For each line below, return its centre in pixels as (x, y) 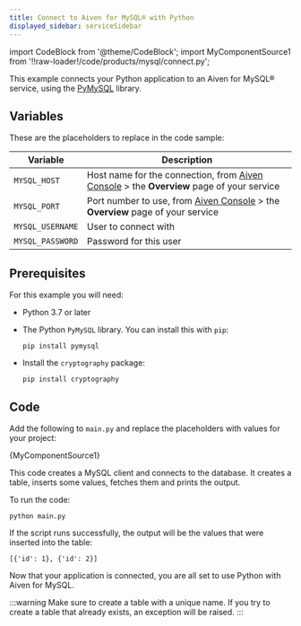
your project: (33, 437)
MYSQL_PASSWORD (46, 242)
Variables (37, 116)
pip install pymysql (60, 347)
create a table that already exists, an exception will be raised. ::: (126, 612)
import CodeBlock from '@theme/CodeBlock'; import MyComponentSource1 (150, 51)
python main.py (38, 516)
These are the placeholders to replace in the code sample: (117, 138)
